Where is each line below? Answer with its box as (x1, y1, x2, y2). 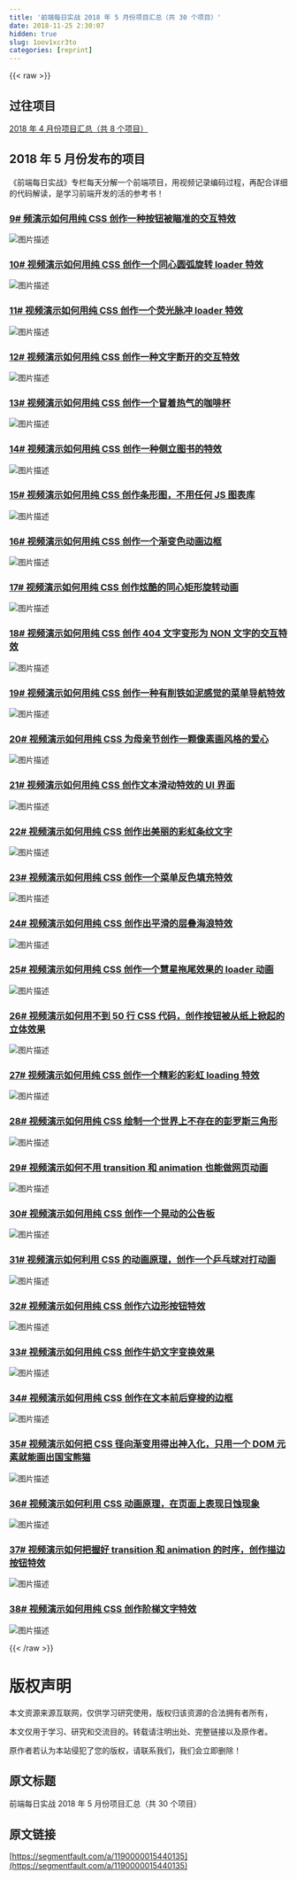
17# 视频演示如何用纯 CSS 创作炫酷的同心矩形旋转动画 (9, 581, 239, 594)
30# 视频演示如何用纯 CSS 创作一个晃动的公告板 (9, 1207, 215, 1219)
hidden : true (9, 29, 57, 38)
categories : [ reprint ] (9, 46, 93, 55)
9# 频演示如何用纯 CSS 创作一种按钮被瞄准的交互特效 (9, 212, 236, 224)
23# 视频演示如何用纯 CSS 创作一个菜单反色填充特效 (9, 871, 232, 883)
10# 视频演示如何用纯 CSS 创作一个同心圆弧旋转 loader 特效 (9, 258, 263, 270)
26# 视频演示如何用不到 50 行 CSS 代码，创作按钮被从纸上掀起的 (9, 1009, 286, 1022)
